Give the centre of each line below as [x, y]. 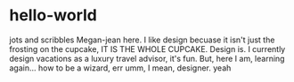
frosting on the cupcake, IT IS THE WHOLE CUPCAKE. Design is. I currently [147, 48]
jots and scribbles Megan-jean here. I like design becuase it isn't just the [142, 40]
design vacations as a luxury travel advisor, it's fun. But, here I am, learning [147, 58]
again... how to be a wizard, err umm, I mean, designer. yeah [120, 68]
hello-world [53, 15]
